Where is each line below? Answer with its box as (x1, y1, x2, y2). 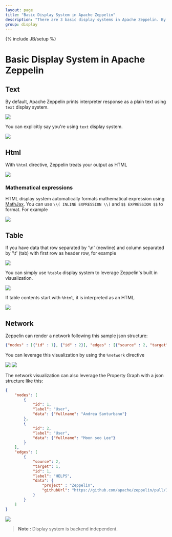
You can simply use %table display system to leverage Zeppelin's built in (5, 270, 158, 276)
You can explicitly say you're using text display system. (5, 123, 123, 130)
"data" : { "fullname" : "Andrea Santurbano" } (32, 411, 127, 417)
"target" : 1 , (32, 464, 60, 469)
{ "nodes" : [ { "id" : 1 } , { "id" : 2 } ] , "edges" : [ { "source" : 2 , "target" (5, 342, 168, 347)
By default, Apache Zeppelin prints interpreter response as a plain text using (5, 98, 166, 105)
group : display (5, 22, 38, 27)
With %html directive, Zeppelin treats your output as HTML (5, 162, 127, 168)
